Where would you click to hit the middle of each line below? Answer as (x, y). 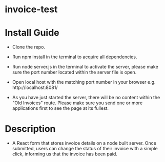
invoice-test (31, 9)
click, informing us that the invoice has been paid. (65, 154)
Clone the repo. (29, 47)
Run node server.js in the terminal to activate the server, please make (85, 67)
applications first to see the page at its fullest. (60, 108)
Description (30, 129)
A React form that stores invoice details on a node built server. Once (84, 143)
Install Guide (32, 33)
